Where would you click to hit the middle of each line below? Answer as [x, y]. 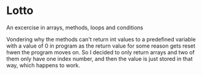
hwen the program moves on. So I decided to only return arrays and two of [100, 52]
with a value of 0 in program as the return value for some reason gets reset [101, 46]
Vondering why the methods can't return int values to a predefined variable [101, 39]
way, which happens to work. [43, 65]
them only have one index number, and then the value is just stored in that [99, 59]
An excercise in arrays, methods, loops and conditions [75, 27]
